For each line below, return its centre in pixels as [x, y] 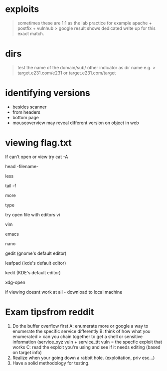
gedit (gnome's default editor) [36, 253]
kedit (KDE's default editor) [33, 272]
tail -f [11, 185]
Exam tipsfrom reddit [50, 312]
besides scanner [29, 107]
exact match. [31, 33]
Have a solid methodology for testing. [51, 363]
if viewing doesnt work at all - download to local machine [64, 292]
